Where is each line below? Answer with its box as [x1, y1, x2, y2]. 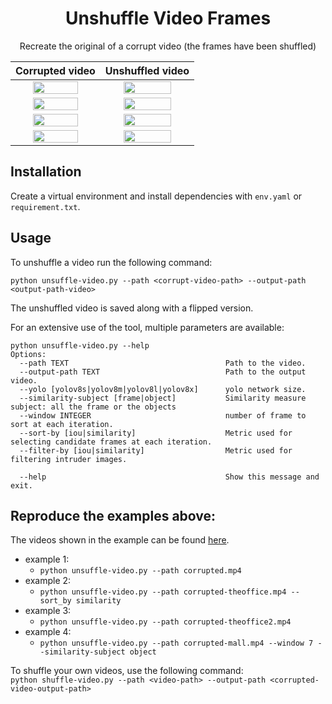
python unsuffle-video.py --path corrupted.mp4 [39, 566, 242, 576]
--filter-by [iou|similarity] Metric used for [19, 445, 293, 456]
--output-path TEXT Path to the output [19, 367, 307, 377]
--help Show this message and [19, 472, 320, 482]
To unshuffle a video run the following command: [10, 256, 213, 268]
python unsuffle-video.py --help [10, 340, 150, 351]
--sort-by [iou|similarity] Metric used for [19, 428, 293, 438]
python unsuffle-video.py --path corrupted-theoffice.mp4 [39, 587, 287, 597]
